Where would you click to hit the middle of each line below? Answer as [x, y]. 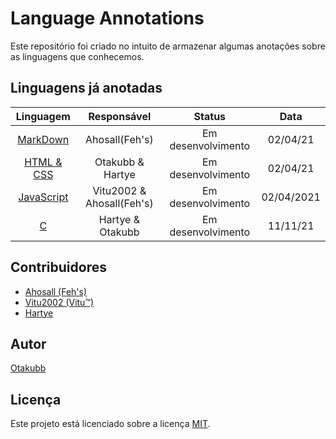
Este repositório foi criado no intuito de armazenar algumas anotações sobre [168, 46]
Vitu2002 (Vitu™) [59, 302]
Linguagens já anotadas [86, 88]
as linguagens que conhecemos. [77, 56]
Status [210, 116]
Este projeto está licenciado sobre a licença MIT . [110, 424]
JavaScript [43, 197]
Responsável [120, 116]
